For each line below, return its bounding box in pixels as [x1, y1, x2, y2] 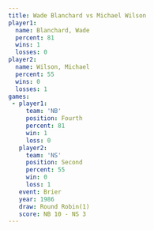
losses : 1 [15, 85, 47, 93]
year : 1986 [18, 195, 55, 203]
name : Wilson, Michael [15, 63, 90, 71]
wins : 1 [15, 41, 41, 49]
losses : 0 [15, 48, 47, 56]
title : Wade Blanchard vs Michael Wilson [8, 11, 147, 20]
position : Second [25, 159, 83, 167]
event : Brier [18, 187, 62, 196]
